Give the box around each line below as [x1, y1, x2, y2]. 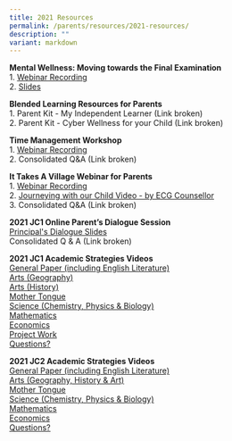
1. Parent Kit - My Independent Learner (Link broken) [9, 108, 203, 119]
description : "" [9, 29, 70, 38]
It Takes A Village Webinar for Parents [9, 171, 153, 182]
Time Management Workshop [9, 135, 122, 146]
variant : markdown [9, 37, 78, 47]
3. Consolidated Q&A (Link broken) [9, 200, 137, 211]
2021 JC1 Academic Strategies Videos [9, 254, 153, 264]
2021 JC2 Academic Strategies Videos [9, 356, 155, 367]
